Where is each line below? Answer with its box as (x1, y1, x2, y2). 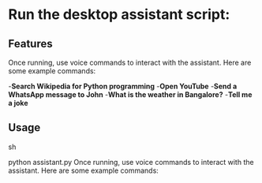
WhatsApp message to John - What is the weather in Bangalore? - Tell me (8, 90, 253, 99)
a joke (8, 99, 28, 107)
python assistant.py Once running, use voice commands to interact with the (8, 157, 254, 166)
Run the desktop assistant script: (8, 6, 230, 24)
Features (8, 37, 53, 50)
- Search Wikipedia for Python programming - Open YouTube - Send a (8, 81, 238, 91)
